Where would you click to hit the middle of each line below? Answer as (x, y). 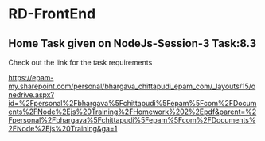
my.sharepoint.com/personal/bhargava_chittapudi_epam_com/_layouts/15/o (132, 86)
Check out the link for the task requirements (80, 62)
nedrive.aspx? (31, 95)
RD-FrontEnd (52, 14)
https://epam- (31, 78)
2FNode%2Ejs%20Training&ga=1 (63, 129)
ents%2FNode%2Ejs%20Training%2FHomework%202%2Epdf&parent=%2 (132, 112)
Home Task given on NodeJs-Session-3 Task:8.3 (132, 43)
